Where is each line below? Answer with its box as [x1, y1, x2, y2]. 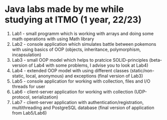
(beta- [149, 57, 162, 63]
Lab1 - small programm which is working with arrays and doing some [11, 30, 154, 36]
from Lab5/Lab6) [11, 110, 47, 116]
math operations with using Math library [11, 36, 94, 42]
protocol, [11, 94, 31, 100]
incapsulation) [11, 51, 41, 58]
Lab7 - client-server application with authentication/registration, [11, 99, 144, 105]
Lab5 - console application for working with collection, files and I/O [11, 78, 150, 84]
